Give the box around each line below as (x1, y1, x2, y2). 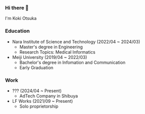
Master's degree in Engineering (19, 44, 83, 50)
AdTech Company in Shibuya (19, 93, 78, 99)
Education (5, 28, 30, 35)
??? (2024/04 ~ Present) (12, 88, 62, 94)
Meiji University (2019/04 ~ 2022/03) (12, 54, 87, 60)
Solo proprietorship (19, 103, 59, 109)
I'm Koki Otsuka (5, 16, 37, 21)
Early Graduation (19, 64, 54, 70)
